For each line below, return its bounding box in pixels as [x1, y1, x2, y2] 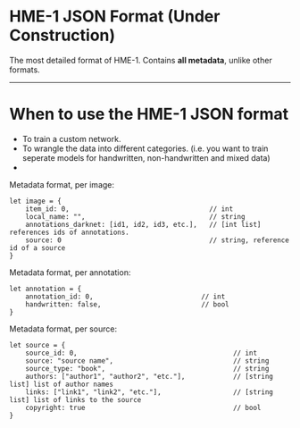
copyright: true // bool [25, 403, 262, 412]
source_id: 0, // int [25, 348, 257, 357]
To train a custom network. [21, 133, 121, 144]
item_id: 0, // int [25, 204, 234, 214]
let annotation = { [9, 284, 82, 293]
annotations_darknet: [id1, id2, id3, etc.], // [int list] [25, 220, 262, 229]
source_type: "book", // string [25, 364, 270, 373]
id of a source [9, 243, 66, 252]
